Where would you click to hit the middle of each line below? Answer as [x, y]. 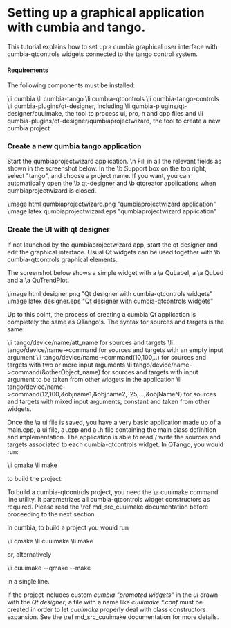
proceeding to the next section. [52, 514]
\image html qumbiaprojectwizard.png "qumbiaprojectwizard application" [112, 204]
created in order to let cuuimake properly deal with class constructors [107, 609]
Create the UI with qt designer [58, 229]
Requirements [28, 70]
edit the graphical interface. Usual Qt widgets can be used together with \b [114, 252]
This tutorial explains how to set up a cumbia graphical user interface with [112, 46]
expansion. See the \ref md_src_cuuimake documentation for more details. [113, 617]
